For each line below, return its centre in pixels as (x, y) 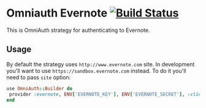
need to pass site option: (39, 77)
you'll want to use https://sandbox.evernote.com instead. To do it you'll (96, 71)
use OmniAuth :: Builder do (39, 88)
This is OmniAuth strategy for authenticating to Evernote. (78, 30)
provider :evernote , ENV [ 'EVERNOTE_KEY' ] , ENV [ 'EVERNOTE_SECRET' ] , (97, 94)
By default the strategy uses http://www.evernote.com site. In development (101, 64)
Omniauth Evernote (57, 13)
